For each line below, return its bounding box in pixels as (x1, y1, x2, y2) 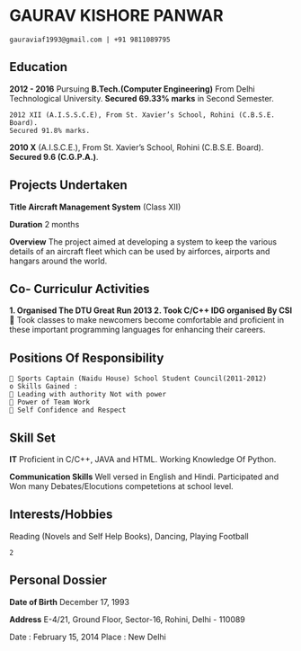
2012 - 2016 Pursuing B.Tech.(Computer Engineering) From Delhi (9, 83, 255, 94)
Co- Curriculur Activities (9, 281, 150, 297)
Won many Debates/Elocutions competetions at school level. (9, 481, 234, 491)
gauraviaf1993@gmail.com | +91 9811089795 (9, 35, 171, 44)
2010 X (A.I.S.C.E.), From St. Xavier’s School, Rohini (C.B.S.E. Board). (9, 141, 264, 153)
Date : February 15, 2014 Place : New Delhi (9, 631, 166, 642)
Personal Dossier (9, 573, 108, 588)
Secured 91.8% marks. (9, 126, 91, 135)
